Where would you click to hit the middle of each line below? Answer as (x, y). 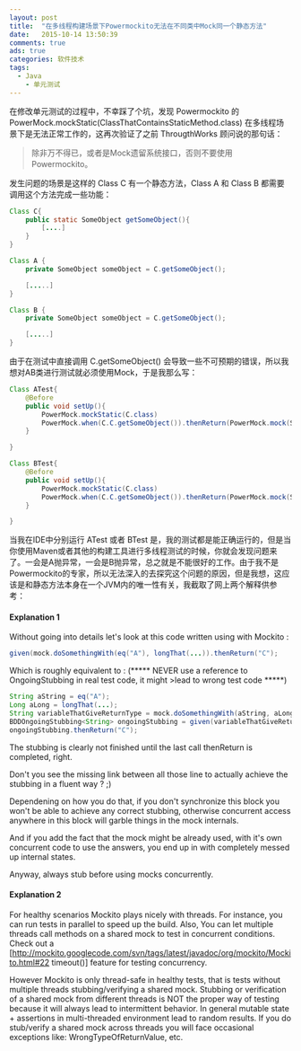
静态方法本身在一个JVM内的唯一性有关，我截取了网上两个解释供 (151, 585)
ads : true (28, 51)
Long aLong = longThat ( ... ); (64, 705)
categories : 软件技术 (47, 59)
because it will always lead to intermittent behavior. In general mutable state (149, 1008)
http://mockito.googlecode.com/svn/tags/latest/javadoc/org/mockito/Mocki (151, 952)
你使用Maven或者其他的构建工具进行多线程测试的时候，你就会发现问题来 (143, 551)
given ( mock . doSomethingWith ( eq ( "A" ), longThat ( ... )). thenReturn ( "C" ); (144, 654)
